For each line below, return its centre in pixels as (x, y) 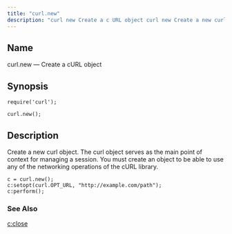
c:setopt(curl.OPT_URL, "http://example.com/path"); (85, 185)
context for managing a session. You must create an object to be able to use (116, 159)
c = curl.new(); (30, 179)
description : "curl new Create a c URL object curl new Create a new (109, 20)
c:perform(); (26, 191)
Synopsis (28, 86)
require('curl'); (32, 102)
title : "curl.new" (33, 13)
